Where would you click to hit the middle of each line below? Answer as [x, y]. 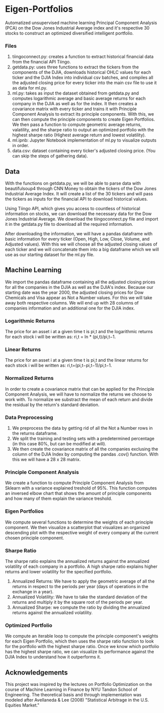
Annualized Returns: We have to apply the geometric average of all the [83, 581]
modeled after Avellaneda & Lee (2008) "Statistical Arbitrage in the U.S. [77, 700]
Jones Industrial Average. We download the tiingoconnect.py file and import [82, 219]
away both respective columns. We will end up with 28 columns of [72, 303]
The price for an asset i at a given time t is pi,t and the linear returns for [77, 360]
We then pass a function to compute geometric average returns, [77, 124]
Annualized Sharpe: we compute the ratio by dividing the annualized [81, 607]
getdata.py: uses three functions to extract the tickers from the [75, 67]
